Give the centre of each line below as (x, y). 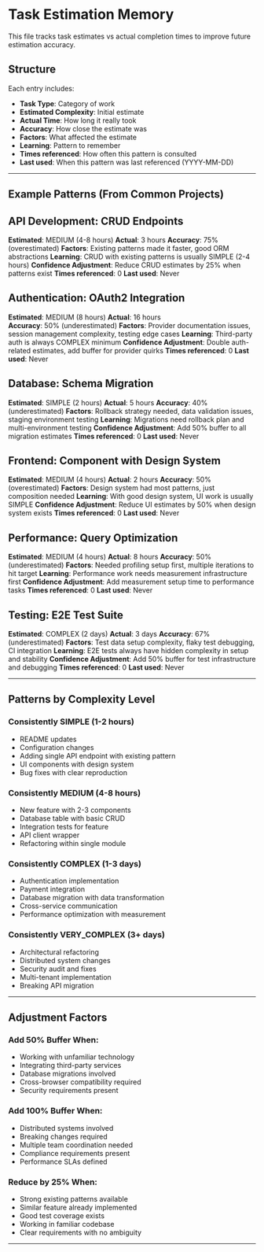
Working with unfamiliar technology (77, 1057)
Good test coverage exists (62, 1215)
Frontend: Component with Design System (115, 461)
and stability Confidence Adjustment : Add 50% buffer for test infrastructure (132, 659)
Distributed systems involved (66, 1128)
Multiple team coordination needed (76, 1145)
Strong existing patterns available (73, 1198)
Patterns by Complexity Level (82, 699)
